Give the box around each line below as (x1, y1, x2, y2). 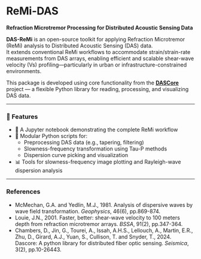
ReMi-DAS (6, 4, 59, 18)
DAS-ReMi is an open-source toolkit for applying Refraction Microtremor (6, 35, 185, 43)
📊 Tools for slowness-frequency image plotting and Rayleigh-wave (14, 158, 181, 165)
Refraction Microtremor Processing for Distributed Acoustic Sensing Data (6, 24, 193, 31)
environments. (6, 67, 42, 74)
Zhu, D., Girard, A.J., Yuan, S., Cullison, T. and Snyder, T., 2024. (14, 233, 172, 240)
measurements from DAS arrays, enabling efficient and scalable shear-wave (6, 55, 194, 62)
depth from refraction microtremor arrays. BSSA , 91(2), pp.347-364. (14, 220, 183, 227)
